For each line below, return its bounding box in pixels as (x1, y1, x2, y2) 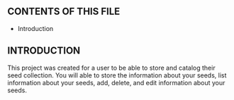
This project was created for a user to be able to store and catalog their (7, 63, 216, 72)
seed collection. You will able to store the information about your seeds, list (7, 70, 227, 80)
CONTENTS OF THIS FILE (7, 6, 121, 18)
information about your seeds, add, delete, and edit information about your (7, 78, 225, 87)
